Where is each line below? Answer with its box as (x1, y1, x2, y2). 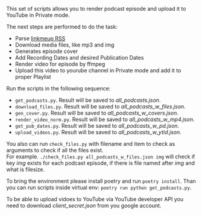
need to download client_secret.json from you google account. (6, 202, 162, 209)
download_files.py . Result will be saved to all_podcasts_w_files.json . (14, 103, 186, 110)
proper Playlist (14, 73, 51, 80)
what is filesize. (6, 166, 45, 173)
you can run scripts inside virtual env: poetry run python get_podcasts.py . (6, 184, 192, 191)
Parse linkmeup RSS (14, 35, 66, 42)
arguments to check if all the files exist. (6, 147, 104, 154)
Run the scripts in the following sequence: (6, 85, 111, 92)
